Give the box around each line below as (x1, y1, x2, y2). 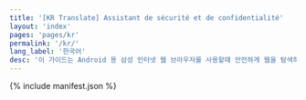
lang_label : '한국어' (9, 47, 87, 56)
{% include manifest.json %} (9, 81, 117, 91)
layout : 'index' (9, 22, 71, 31)
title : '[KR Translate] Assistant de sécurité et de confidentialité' (9, 13, 284, 23)
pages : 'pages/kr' (9, 30, 79, 39)
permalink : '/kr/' (9, 38, 79, 48)
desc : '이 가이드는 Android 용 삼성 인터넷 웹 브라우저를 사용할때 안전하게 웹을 (9, 55, 277, 65)
